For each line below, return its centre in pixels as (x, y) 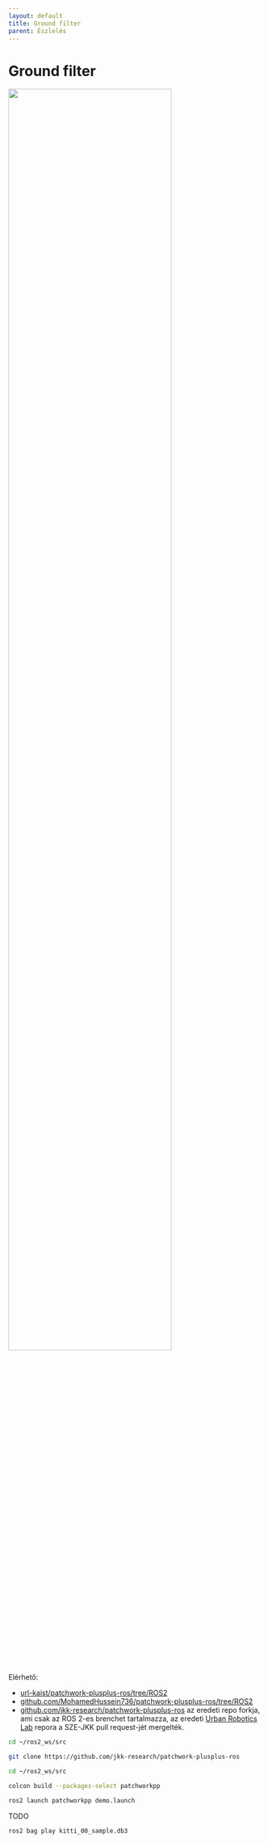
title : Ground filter (45, 23)
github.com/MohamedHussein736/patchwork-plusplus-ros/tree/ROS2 (136, 1701)
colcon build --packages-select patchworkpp (84, 1786)
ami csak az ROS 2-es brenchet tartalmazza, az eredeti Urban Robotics (138, 1718)
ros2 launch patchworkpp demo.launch (72, 1800)
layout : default (36, 16)
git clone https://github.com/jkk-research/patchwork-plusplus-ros (124, 1757)
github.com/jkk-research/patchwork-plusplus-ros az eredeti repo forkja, (140, 1710)
